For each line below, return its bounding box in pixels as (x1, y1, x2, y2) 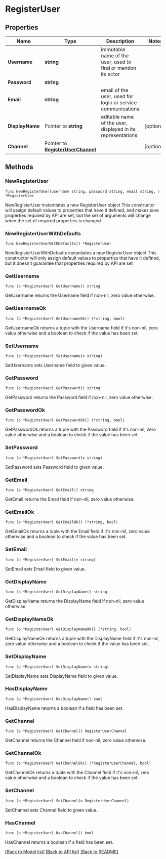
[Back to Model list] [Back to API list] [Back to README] (5, 849, 119, 855)
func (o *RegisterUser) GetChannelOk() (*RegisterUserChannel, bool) (5, 761, 152, 766)
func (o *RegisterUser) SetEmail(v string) (5, 557, 96, 562)
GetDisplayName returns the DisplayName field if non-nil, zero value (5, 598, 144, 604)
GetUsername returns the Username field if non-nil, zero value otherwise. (5, 292, 155, 298)
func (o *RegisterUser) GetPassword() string (5, 386, 100, 391)
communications (101, 105, 140, 112)
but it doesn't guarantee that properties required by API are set (5, 260, 133, 266)
